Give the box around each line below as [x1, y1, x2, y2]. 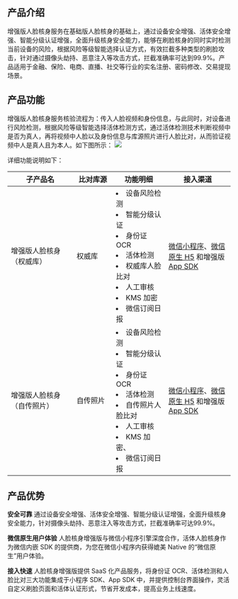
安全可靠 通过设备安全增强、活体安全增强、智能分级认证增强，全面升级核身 [7, 510, 227, 519]
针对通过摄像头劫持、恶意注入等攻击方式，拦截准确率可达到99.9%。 [19, 53, 220, 62]
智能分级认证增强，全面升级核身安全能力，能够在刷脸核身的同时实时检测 [19, 35, 231, 44]
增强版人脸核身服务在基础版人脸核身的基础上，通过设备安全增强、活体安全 [7, 27, 225, 35]
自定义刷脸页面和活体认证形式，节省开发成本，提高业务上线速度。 [7, 584, 200, 593]
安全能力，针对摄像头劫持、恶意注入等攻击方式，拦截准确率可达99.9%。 [7, 519, 220, 527]
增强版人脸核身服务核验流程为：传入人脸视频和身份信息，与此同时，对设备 [7, 114, 225, 123]
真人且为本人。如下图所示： [31, 140, 113, 149]
